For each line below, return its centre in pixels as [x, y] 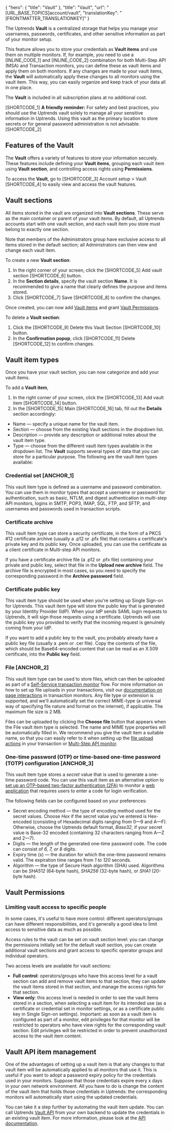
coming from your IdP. [29, 628]
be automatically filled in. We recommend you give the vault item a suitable [84, 732]
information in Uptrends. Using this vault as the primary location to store [82, 118]
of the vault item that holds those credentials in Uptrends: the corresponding [86, 1092]
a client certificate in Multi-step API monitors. [53, 550]
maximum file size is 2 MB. [34, 712]
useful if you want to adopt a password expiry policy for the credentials [81, 1075]
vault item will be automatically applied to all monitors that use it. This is [81, 1070]
